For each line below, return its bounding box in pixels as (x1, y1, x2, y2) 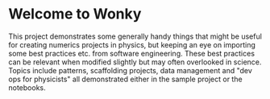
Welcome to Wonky (8, 5, 142, 23)
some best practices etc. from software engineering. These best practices (8, 48, 255, 58)
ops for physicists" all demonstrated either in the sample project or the (8, 74, 243, 84)
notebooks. (8, 82, 46, 93)
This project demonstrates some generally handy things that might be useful (8, 31, 262, 41)
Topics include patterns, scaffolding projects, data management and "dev (8, 65, 252, 75)
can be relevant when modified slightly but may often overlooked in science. (8, 57, 262, 67)
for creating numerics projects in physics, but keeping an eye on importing (8, 39, 256, 49)
